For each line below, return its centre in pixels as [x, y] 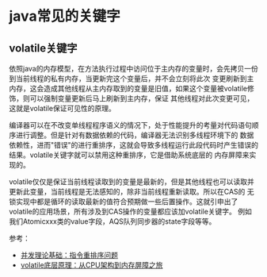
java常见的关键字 [65, 16]
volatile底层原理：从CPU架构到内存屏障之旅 [92, 265]
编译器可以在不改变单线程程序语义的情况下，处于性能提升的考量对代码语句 [130, 125]
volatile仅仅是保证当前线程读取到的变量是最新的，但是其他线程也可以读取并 [132, 182]
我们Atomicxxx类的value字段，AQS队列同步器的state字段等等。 [113, 221]
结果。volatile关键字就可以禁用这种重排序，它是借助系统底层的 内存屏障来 [129, 155]
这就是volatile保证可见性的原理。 [62, 108]
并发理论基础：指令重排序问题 [69, 255]
